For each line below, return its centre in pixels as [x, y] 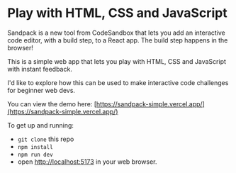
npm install [35, 147]
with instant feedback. [40, 69]
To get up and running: [41, 125]
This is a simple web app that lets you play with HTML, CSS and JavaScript [117, 61]
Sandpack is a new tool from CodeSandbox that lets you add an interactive [116, 33]
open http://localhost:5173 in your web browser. [87, 162]
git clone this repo [46, 139]
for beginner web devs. [41, 90]
